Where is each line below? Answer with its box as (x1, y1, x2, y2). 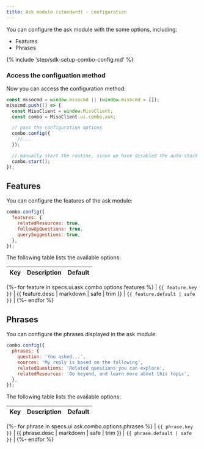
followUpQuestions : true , (17, 226, 84, 232)
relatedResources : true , (17, 220, 81, 226)
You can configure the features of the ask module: (6, 197, 133, 204)
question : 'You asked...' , (17, 354, 86, 360)
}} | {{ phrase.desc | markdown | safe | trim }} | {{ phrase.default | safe (6, 429, 192, 437)
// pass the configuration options (12, 124, 103, 131)
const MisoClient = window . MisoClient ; (12, 108, 114, 114)
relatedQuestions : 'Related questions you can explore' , (17, 365, 166, 371)
